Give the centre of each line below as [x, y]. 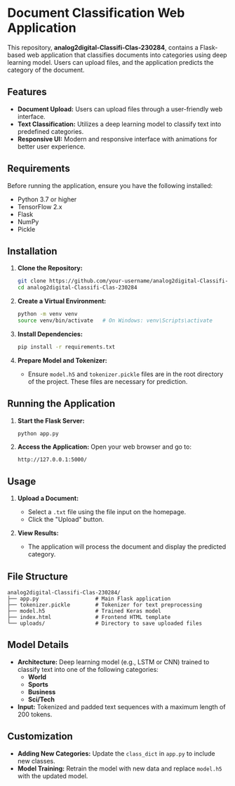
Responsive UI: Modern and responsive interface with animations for [117, 139]
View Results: [38, 533]
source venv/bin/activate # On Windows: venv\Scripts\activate [115, 320]
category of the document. [46, 70]
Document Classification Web [96, 13]
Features [27, 92]
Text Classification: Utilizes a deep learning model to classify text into [119, 124]
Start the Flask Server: [51, 420]
